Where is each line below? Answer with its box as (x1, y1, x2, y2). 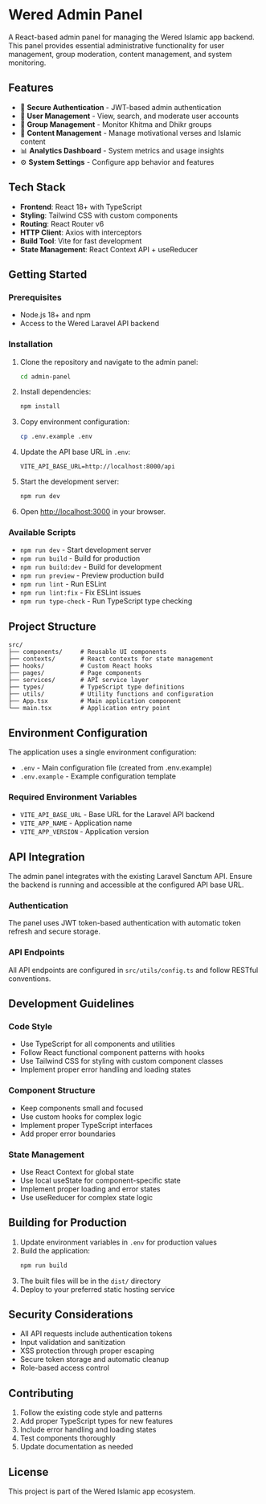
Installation (8, 339, 54, 350)
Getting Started (8, 268, 88, 281)
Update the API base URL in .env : (19, 448, 131, 457)
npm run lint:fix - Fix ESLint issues (19, 588, 141, 598)
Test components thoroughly (19, 1433, 117, 1443)
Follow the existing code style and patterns (19, 1408, 163, 1417)
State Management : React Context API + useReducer (19, 244, 198, 254)
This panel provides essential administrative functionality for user (8, 40, 225, 50)
